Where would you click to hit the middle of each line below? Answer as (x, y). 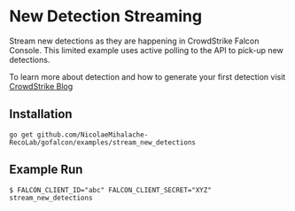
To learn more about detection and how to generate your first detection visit (147, 76)
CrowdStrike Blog (41, 86)
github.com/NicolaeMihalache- (93, 135)
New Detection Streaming (105, 16)
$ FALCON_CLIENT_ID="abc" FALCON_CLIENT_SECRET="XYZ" (111, 190)
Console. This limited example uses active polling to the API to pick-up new (146, 50)
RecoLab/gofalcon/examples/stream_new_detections (103, 142)
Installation (41, 114)
